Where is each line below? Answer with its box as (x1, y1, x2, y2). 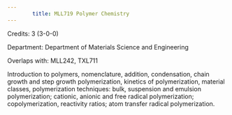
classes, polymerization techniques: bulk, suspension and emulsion (7, 84, 201, 93)
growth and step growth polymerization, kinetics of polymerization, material (7, 77, 225, 86)
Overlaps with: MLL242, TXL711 (7, 56, 98, 65)
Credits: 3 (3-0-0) (7, 29, 59, 38)
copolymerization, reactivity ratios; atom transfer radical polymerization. (7, 99, 215, 108)
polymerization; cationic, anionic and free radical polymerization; (7, 92, 194, 100)
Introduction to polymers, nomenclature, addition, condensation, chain (7, 70, 210, 78)
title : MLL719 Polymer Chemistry (32, 10, 130, 17)
